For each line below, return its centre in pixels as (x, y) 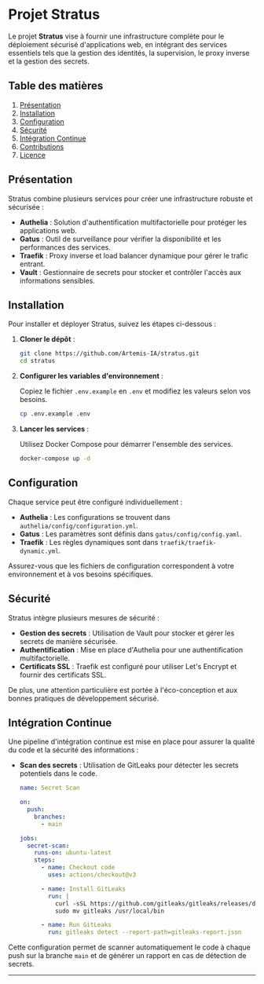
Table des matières (56, 86)
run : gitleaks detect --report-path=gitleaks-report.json (145, 932)
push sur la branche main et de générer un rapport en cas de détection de (127, 956)
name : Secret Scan (49, 788)
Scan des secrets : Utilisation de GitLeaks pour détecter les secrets (129, 765)
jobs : (28, 838)
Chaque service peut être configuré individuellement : (95, 502)
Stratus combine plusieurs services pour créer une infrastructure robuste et (130, 199)
